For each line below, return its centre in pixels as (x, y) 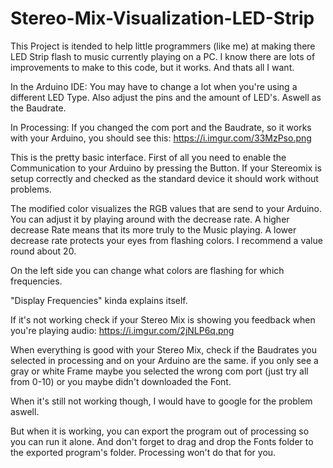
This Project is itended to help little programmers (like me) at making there (163, 46)
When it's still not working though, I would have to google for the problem (161, 401)
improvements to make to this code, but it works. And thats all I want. (152, 67)
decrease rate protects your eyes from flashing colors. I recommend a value (166, 240)
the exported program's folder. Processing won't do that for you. (143, 452)
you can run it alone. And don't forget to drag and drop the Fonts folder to (162, 441)
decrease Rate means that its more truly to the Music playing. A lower (153, 229)
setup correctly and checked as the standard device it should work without (164, 178)
